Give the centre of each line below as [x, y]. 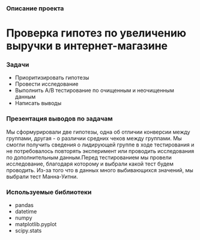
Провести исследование [47, 84]
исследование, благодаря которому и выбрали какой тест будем [90, 164]
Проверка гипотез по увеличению [96, 33]
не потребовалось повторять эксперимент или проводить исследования [100, 151]
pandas [24, 205]
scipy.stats [28, 230]
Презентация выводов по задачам [59, 119]
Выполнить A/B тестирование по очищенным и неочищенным [94, 91]
